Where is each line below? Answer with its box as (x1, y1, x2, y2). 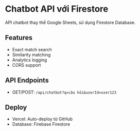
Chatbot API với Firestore (5, 3, 108, 15)
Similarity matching (12, 52, 51, 57)
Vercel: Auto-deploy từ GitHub (12, 116, 73, 122)
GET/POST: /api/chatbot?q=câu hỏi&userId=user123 (12, 89, 117, 95)
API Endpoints (5, 76, 49, 85)
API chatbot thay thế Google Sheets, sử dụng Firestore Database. (5, 19, 136, 25)
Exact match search (12, 46, 52, 52)
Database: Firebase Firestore (12, 121, 70, 127)
